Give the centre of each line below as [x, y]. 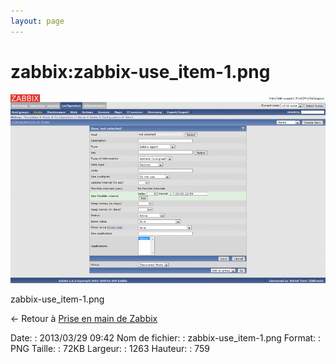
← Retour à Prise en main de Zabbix [84, 318]
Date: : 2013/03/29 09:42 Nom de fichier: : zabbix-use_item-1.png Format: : [166, 337]
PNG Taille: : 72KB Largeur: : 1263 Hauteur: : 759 [110, 348]
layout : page [37, 21]
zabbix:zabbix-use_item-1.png [140, 71]
